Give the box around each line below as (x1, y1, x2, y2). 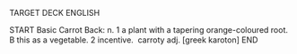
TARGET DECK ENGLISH (9, 8, 100, 18)
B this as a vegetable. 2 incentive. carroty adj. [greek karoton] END (9, 35, 258, 45)
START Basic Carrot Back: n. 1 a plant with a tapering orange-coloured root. (9, 25, 289, 35)
